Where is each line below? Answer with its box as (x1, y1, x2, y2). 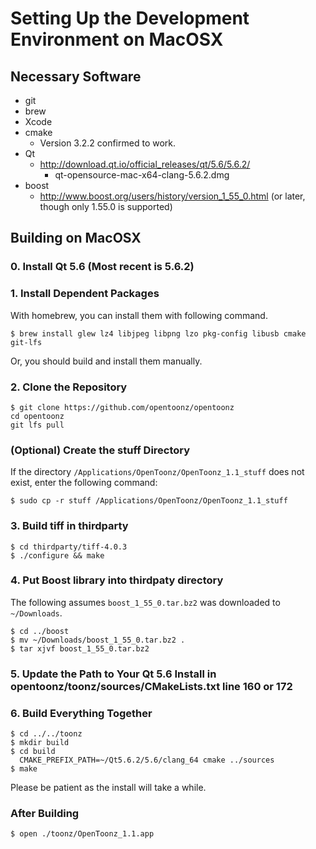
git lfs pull (10, 420, 65, 430)
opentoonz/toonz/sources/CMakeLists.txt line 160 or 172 (10, 679, 293, 693)
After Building (10, 806, 80, 820)
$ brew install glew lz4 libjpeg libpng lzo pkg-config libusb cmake (10, 328, 307, 339)
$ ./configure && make (10, 550, 105, 561)
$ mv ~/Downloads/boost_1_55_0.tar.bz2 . (10, 635, 186, 645)
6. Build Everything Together (10, 706, 153, 720)
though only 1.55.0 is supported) (39, 201, 173, 212)
